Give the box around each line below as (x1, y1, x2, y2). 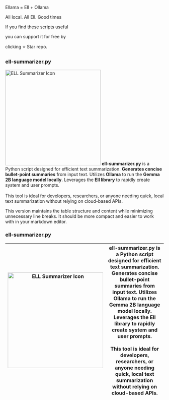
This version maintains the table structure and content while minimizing (5, 208, 153, 214)
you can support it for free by (5, 34, 66, 39)
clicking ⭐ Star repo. (5, 44, 48, 49)
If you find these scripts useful (5, 24, 69, 30)
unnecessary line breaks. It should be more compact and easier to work (5, 213, 154, 219)
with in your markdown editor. (5, 219, 67, 225)
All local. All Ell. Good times (5, 14, 62, 20)
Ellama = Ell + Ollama (5, 5, 49, 10)
